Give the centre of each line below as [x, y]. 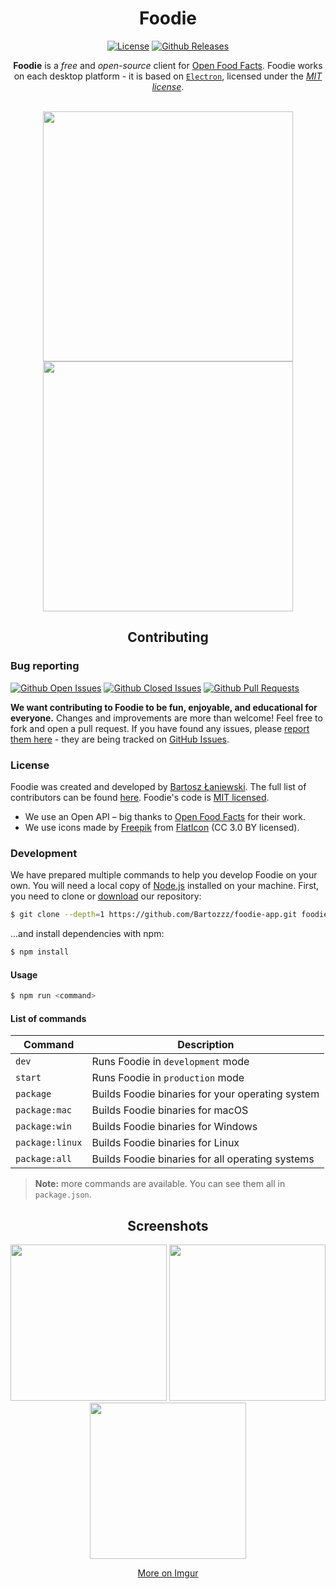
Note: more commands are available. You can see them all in [160, 1184]
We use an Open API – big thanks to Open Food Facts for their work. [165, 816]
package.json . [63, 1194]
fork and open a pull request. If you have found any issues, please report [160, 728]
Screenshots [168, 1225]
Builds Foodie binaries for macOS [170, 1110]
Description [206, 1045]
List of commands [48, 1018]
